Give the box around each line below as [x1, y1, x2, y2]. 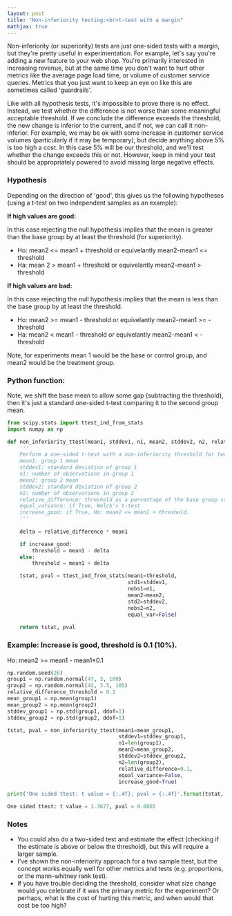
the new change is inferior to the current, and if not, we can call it [7, 122, 193, 130]
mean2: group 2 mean [19, 476, 79, 484]
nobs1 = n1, [127, 586, 156, 592]
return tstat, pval [19, 624, 76, 631]
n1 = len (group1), [118, 740, 166, 747]
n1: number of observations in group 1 [19, 471, 135, 478]
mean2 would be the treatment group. [7, 358, 115, 366]
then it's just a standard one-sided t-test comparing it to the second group [7, 398, 219, 406]
